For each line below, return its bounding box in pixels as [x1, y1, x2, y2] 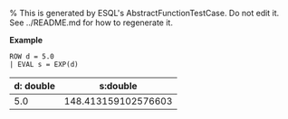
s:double [99, 80, 138, 92]
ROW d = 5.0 [9, 52, 54, 61]
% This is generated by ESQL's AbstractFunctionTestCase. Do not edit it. [9, 8, 280, 18]
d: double [14, 80, 56, 92]
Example [9, 35, 43, 45]
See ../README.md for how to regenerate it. [9, 17, 174, 28]
